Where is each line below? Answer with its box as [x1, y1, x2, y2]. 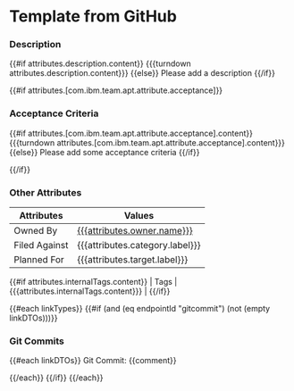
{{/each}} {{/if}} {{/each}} [9, 372, 105, 383]
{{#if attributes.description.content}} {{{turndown [9, 58, 192, 69]
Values [123, 210, 155, 222]
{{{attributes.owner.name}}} [77, 225, 194, 237]
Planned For [13, 254, 64, 266]
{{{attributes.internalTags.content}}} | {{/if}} [9, 286, 171, 296]
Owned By [13, 225, 58, 237]
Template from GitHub [9, 6, 177, 27]
